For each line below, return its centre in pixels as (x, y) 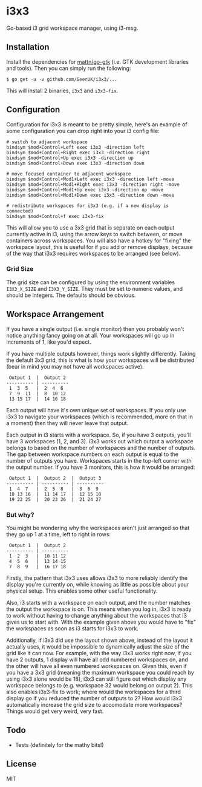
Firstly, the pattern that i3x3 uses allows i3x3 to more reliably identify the (97, 577)
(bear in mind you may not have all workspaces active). (75, 366)
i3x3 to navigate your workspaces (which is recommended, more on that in (100, 417)
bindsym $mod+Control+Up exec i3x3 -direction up (70, 158)
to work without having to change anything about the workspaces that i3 (97, 615)
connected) (20, 211)
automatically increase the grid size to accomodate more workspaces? (94, 704)
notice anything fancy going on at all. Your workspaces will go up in (90, 335)
